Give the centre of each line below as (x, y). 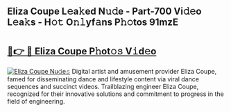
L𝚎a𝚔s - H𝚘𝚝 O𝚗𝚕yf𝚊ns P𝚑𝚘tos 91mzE (93, 23)
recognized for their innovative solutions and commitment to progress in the (115, 94)
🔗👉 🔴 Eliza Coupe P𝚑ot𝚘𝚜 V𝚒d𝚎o (82, 51)
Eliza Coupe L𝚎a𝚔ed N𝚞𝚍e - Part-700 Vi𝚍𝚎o (104, 11)
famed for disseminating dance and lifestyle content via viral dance (103, 79)
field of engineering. (36, 101)
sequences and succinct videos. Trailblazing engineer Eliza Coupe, (103, 87)
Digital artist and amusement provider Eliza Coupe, (144, 71)
